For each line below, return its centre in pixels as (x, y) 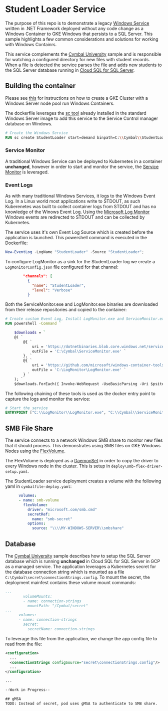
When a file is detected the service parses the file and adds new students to (83, 65)
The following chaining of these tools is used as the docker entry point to (80, 393)
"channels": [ (38, 276)
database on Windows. (29, 123)
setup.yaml (16, 472)
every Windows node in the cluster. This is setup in (58, 466)
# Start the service (27, 408)
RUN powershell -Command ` (33, 324)
